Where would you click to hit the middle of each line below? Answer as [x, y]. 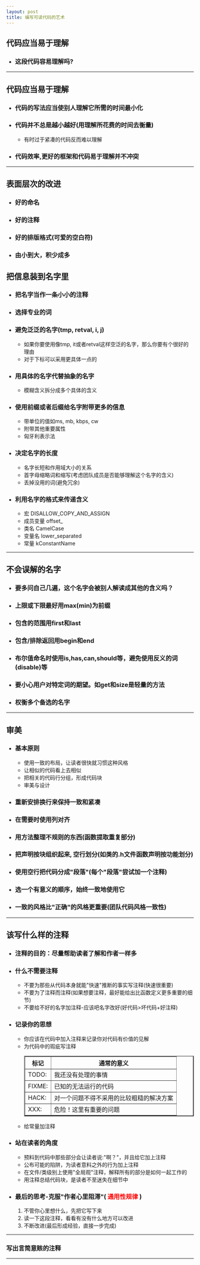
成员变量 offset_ [43, 521]
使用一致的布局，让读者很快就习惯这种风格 [76, 762]
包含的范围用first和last [48, 624]
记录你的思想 [33, 1025]
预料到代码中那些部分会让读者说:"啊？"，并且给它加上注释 [95, 1157]
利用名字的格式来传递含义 [51, 499]
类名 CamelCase [44, 528]
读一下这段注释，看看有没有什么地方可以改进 [79, 1218]
